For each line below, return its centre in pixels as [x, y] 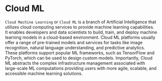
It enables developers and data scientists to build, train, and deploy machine [81, 32]
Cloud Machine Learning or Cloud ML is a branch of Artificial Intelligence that [81, 22]
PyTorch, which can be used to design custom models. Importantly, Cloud [79, 58]
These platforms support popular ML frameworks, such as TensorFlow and [80, 53]
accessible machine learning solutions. [44, 73]
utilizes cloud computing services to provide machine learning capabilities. [80, 27]
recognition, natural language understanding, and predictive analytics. [75, 48]
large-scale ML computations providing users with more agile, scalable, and [81, 68]
